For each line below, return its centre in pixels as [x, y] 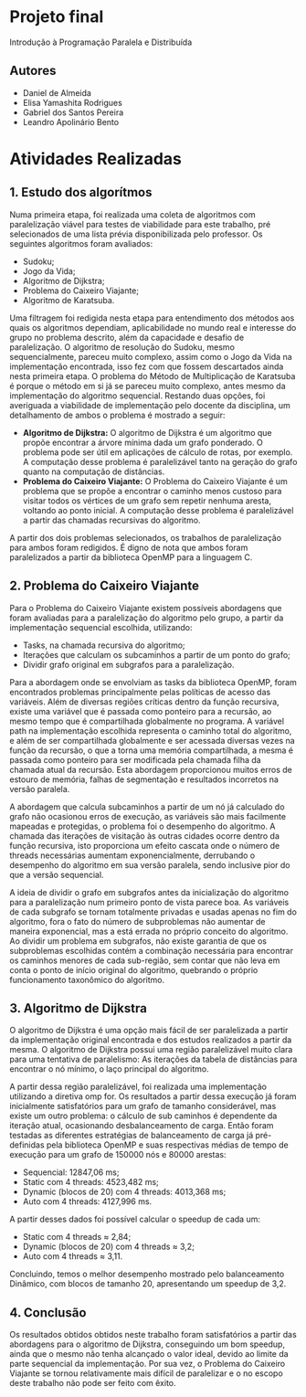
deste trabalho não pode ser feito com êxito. [93, 1383]
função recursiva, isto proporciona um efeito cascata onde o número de [145, 845]
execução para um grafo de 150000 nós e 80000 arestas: [118, 1155]
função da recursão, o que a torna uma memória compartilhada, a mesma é [152, 750]
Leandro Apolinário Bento [71, 122]
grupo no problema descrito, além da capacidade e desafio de [127, 337]
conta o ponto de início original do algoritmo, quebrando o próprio [134, 969]
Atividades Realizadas [96, 159]
